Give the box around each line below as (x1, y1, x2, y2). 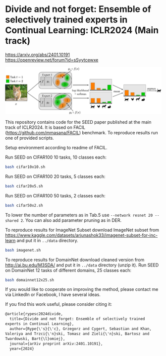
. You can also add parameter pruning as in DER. (23, 217, 122, 223)
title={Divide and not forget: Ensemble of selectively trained (9, 317, 145, 322)
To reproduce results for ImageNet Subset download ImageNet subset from (5, 227, 160, 233)
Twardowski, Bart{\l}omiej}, (5, 337, 65, 342)
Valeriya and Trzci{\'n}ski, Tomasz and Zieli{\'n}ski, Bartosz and (5, 332, 150, 337)
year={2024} (9, 347, 35, 352)
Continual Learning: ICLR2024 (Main (5, 25, 159, 36)
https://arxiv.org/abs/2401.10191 (5, 51, 70, 58)
